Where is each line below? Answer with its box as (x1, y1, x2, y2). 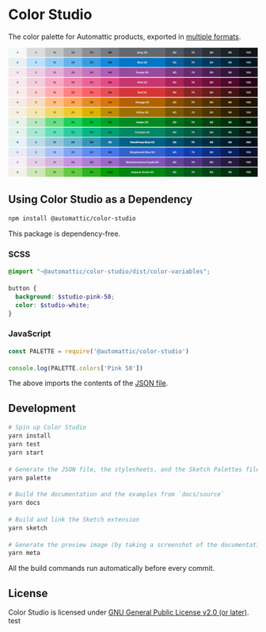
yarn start (8, 449, 44, 457)
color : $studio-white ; (15, 301, 90, 309)
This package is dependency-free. (8, 229, 121, 238)
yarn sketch (8, 524, 47, 532)
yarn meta (8, 549, 41, 557)
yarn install (8, 432, 51, 440)
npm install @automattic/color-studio (8, 214, 136, 223)
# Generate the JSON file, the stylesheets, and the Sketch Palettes (8, 465, 243, 473)
